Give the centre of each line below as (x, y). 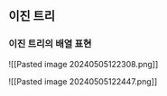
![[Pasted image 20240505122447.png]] (83, 81)
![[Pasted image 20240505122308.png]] (83, 64)
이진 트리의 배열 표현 (50, 44)
